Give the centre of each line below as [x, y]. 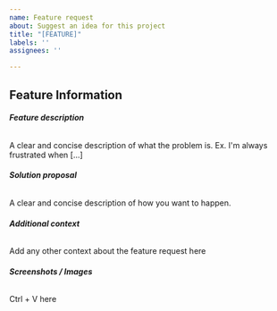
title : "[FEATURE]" [46, 34]
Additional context [45, 223]
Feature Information [66, 95]
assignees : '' [36, 51]
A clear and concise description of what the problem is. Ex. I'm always [138, 145]
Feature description [47, 118]
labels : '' [29, 42]
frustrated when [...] [46, 155]
